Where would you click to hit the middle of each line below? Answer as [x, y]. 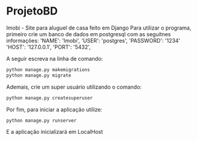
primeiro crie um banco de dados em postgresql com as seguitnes [89, 34]
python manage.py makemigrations [48, 70]
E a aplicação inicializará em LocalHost [55, 132]
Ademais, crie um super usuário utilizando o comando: [74, 87]
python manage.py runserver [42, 121]
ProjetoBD [32, 11]
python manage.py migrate [39, 75]
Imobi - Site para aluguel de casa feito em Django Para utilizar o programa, [99, 28]
